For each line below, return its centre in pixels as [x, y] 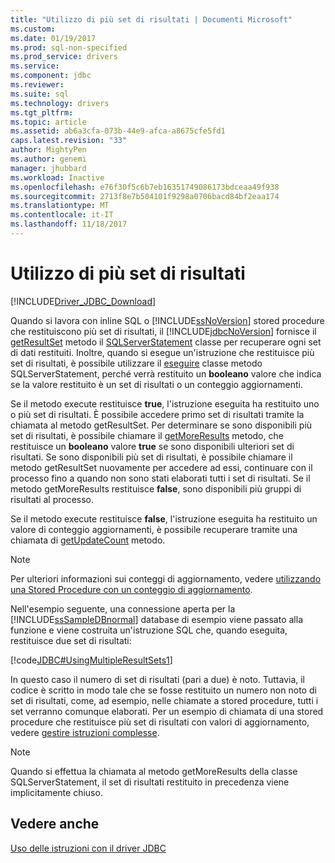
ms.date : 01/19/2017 [53, 38]
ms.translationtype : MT [60, 206]
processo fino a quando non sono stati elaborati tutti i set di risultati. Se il [160, 478]
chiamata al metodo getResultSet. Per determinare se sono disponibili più [161, 425]
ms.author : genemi [48, 159]
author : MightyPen [48, 150]
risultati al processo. [52, 499]
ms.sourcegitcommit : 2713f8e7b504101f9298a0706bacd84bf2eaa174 [145, 196]
